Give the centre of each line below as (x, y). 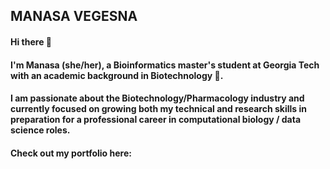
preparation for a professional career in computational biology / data (156, 120)
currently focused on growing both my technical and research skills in (158, 109)
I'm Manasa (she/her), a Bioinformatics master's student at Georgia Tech (165, 65)
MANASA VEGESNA (74, 16)
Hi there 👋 (31, 41)
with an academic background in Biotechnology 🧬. (117, 75)
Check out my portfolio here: (71, 153)
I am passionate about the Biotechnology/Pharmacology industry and (157, 98)
